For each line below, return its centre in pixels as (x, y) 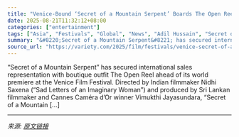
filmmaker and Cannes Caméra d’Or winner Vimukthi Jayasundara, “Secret (117, 97)
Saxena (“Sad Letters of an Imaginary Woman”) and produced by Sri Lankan (119, 90)
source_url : (25, 47)
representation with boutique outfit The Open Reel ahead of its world (108, 75)
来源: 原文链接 (28, 126)
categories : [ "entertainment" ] (54, 27)
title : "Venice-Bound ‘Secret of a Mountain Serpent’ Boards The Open (114, 14)
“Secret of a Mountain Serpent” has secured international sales (100, 67)
